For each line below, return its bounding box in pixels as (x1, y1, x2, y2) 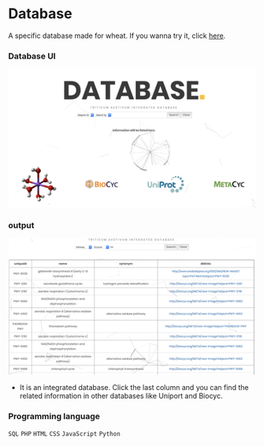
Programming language (8, 411, 101, 422)
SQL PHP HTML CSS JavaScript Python (8, 430, 121, 438)
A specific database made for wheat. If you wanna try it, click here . (8, 31, 226, 40)
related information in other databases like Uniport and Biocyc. (19, 392, 223, 401)
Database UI (8, 51, 57, 62)
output (8, 220, 35, 231)
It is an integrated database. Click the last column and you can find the (19, 383, 249, 392)
